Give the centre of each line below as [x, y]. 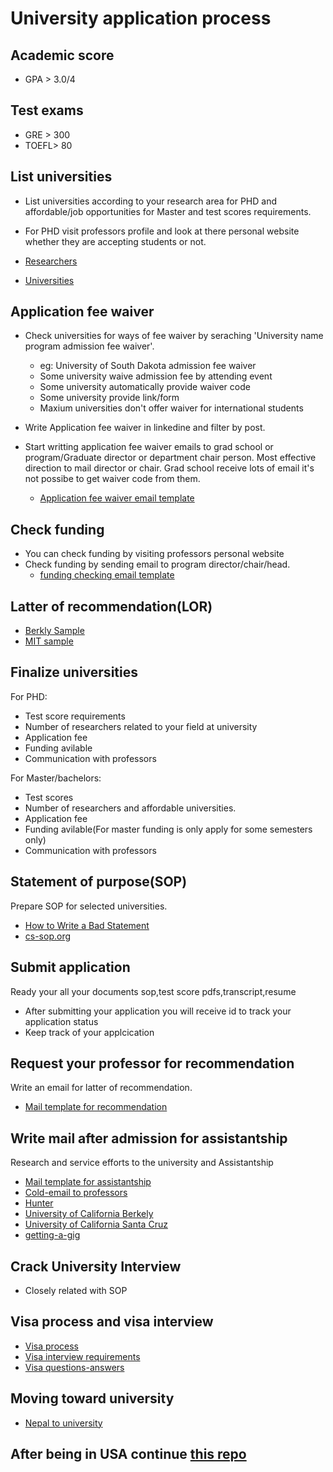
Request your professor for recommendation [152, 1063]
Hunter [39, 1203]
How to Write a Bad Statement [87, 925]
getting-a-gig [52, 1235]
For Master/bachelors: [56, 778]
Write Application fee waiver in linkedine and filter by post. [145, 428]
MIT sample [49, 641]
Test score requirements [75, 716]
